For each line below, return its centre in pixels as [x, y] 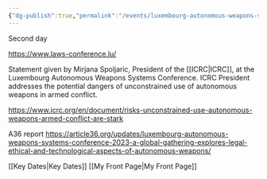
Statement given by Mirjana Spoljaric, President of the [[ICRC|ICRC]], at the [132, 69]
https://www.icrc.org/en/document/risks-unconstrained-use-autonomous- [130, 110]
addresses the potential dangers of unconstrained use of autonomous [122, 86]
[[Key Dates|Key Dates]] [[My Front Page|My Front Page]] [103, 166]
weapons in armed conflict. [53, 94]
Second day [28, 38]
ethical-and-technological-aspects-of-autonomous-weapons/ [110, 150]
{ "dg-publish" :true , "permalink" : [64, 16]
